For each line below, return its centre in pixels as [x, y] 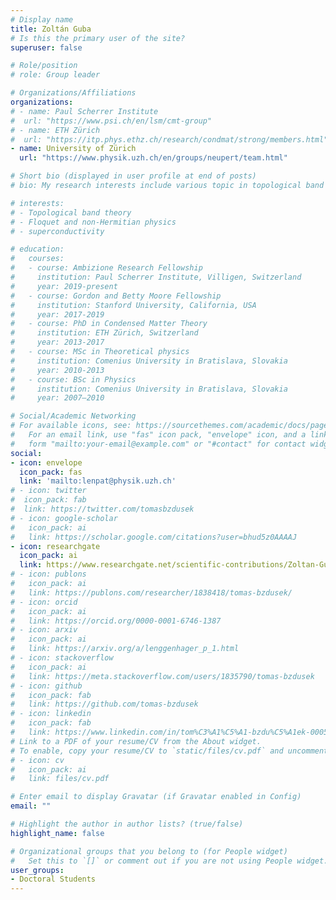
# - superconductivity [57, 231]
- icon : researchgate [55, 546]
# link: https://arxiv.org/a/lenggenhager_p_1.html [125, 649]
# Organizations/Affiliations [73, 93]
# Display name [42, 19]
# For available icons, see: [71, 426]
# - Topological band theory [71, 212]
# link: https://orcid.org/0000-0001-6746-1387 [116, 621]
